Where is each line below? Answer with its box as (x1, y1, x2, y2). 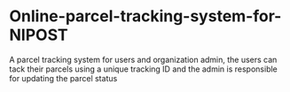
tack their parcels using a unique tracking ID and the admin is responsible (9, 64, 278, 74)
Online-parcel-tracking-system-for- (9, 6, 282, 27)
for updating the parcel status (9, 73, 118, 83)
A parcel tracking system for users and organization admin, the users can (9, 54, 278, 65)
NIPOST (9, 25, 68, 45)
